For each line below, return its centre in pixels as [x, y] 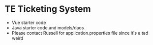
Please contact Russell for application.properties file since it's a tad [80, 33]
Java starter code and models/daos [48, 27]
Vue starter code [29, 22]
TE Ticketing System [48, 9]
